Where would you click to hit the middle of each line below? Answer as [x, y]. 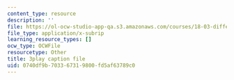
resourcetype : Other [37, 53]
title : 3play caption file [46, 59]
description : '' [31, 20]
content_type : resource [42, 14]
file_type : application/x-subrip [56, 33]
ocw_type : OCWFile [34, 46]
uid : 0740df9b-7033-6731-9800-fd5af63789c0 [71, 65]
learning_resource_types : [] [49, 40]
